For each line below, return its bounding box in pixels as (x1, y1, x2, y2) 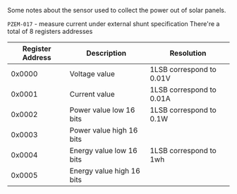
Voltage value (69, 69, 115, 78)
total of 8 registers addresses (7, 28, 93, 35)
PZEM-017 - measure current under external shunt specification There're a (7, 20, 220, 28)
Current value (69, 90, 115, 99)
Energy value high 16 (69, 166, 141, 176)
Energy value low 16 (69, 146, 138, 155)
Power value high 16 (69, 126, 138, 135)
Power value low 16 (69, 105, 135, 115)
